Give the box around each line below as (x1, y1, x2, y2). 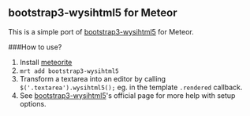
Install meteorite (19, 57, 73, 67)
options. (19, 99, 47, 108)
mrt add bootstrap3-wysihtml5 (19, 67, 120, 75)
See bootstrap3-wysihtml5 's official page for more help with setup (19, 90, 236, 100)
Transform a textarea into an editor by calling (19, 74, 166, 83)
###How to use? (8, 42, 62, 52)
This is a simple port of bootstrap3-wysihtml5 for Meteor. (8, 27, 195, 36)
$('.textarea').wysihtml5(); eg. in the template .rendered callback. (19, 82, 243, 92)
